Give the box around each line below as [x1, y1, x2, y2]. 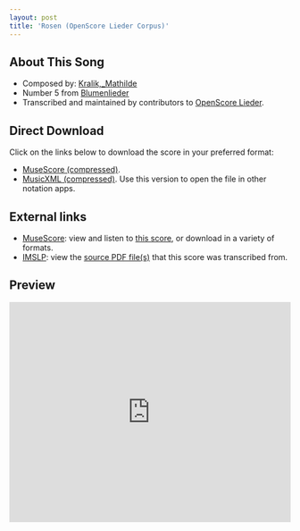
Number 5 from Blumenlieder [21, 88, 129, 98]
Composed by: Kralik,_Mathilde [21, 78, 137, 89]
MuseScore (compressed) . [21, 164, 121, 175]
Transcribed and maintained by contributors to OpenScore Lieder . [21, 97, 265, 108]
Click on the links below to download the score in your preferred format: [9, 147, 274, 157]
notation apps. [21, 183, 76, 194]
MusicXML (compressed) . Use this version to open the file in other [21, 173, 267, 184]
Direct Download [9, 122, 104, 139]
